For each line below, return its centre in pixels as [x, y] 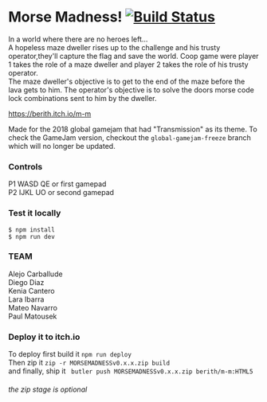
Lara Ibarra [26, 299]
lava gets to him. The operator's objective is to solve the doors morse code [132, 90]
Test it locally [35, 213]
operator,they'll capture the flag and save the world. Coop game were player [133, 56]
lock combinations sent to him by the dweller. [82, 98]
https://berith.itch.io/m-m [50, 113]
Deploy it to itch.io [44, 337]
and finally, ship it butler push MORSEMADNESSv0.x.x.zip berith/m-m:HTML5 [131, 371]
